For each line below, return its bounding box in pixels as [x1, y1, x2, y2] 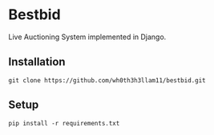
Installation [8, 55, 66, 69]
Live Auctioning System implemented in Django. [8, 32, 167, 42]
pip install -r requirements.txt [8, 119, 120, 127]
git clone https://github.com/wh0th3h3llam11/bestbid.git [8, 76, 206, 85]
